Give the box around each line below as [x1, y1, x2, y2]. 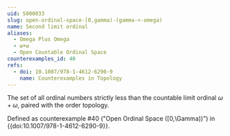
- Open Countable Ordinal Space [13, 49, 107, 56]
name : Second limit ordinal [7, 23, 89, 30]
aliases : [7, 29, 33, 37]
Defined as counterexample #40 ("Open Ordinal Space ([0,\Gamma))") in [7, 114, 215, 123]
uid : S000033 [7, 10, 45, 17]
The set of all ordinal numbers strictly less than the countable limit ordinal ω [7, 94, 223, 102]
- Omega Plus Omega [13, 36, 70, 43]
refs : [7, 62, 23, 69]
